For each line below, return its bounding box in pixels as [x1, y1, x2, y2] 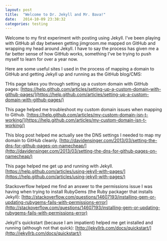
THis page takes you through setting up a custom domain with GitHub [5, 81, 149, 87]
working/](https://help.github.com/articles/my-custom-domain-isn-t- [5, 117, 147, 123]
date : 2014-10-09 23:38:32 [5, 16, 66, 21]
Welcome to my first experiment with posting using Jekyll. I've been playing [5, 35, 161, 41]
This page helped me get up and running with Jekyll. [5, 163, 113, 169]
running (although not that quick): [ [5, 225, 77, 231]
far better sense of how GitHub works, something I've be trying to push [5, 51, 152, 57]
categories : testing [5, 21, 48, 26]
